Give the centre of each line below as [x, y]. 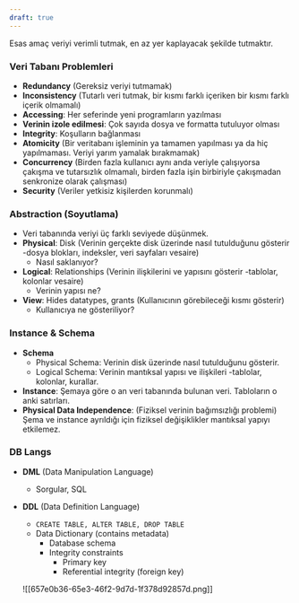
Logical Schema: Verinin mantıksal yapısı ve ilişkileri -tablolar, [149, 371]
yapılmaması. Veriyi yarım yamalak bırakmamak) [111, 153]
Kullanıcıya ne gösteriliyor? [85, 310]
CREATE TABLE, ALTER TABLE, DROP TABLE [110, 524]
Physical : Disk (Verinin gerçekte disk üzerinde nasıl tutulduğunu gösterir [156, 243]
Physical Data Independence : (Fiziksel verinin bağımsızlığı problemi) [149, 410]
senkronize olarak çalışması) [75, 181]
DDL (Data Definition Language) [81, 506]
